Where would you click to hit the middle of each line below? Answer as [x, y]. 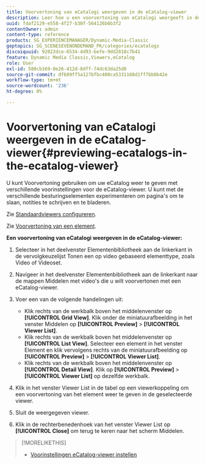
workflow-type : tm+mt [34, 80]
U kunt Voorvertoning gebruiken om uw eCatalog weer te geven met [92, 183]
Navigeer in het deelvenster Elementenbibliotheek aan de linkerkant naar [106, 274]
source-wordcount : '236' [38, 86]
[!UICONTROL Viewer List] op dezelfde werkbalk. [87, 375]
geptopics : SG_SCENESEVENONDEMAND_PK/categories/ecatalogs [83, 46]
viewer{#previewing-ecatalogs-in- [97, 153]
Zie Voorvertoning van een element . [51, 226]
